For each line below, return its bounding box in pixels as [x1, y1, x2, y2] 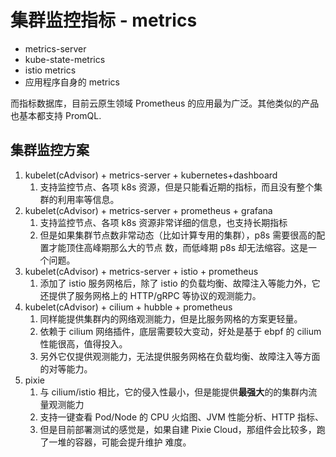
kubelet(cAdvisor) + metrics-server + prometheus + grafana [24, 204, 273, 216]
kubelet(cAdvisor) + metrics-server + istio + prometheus [24, 265, 259, 277]
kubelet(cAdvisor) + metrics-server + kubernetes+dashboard [24, 169, 278, 181]
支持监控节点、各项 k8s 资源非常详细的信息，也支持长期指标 [39, 216, 288, 228]
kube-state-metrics [24, 53, 106, 65]
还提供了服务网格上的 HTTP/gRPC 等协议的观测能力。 [39, 289, 262, 301]
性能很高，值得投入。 [39, 337, 128, 350]
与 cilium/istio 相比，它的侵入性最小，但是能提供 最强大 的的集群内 [39, 386, 309, 398]
